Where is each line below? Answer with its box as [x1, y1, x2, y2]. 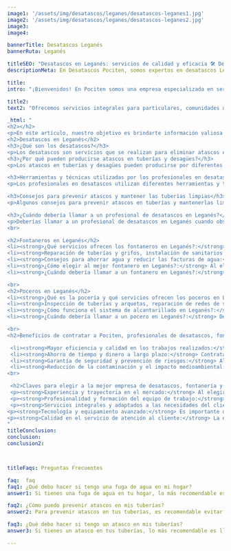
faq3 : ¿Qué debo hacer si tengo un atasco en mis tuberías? [7, 521, 184, 528]
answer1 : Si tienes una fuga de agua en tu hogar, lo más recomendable [7, 490, 217, 497]
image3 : [7, 23, 30, 30]
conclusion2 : [7, 440, 45, 447]
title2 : [7, 98, 30, 105]
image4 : [7, 29, 30, 36]
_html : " [7, 117, 32, 124]
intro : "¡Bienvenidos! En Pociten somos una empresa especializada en [7, 85, 214, 93]
